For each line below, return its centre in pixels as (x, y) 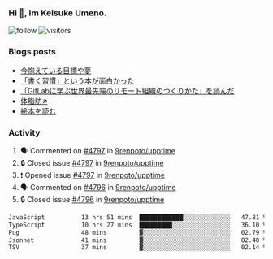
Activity (24, 132)
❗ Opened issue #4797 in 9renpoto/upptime (92, 175)
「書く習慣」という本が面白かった (77, 80)
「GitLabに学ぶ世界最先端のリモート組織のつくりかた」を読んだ (127, 91)
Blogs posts (32, 52)
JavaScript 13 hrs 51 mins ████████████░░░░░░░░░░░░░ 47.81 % (138, 217)
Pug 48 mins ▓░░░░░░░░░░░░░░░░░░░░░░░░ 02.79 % (138, 232)
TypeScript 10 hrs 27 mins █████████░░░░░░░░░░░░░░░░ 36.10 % (138, 225)
